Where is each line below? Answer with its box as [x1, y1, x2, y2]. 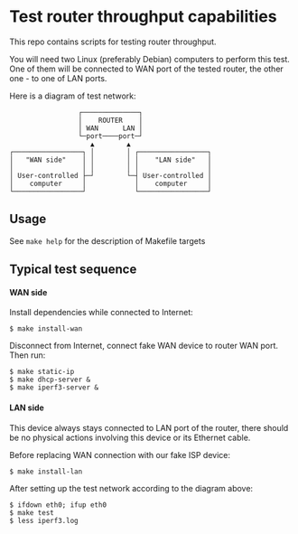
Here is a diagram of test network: [9, 90, 137, 101]
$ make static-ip [9, 368, 75, 377]
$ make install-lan [9, 467, 83, 476]
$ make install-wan [9, 324, 83, 333]
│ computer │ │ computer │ [9, 179, 212, 188]
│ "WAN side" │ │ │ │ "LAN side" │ [9, 155, 212, 164]
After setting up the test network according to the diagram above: [9, 482, 254, 493]
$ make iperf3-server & [9, 383, 99, 392]
